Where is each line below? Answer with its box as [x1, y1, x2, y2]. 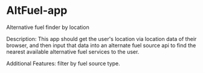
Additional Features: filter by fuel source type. [6, 60, 121, 67]
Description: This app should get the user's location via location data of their [6, 35, 197, 42]
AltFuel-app [6, 4, 68, 17]
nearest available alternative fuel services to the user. [6, 48, 140, 55]
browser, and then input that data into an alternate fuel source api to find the [6, 42, 196, 49]
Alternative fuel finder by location [6, 24, 89, 31]
